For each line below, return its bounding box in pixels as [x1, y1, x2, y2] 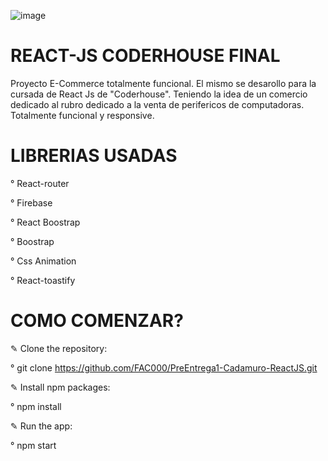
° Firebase [10, 196, 53, 209]
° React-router [10, 177, 70, 189]
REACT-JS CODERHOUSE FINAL [10, 45, 281, 67]
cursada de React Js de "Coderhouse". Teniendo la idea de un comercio [10, 88, 308, 100]
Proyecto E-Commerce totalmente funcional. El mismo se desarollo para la [10, 77, 317, 89]
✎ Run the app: [10, 420, 73, 432]
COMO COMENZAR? [10, 310, 184, 332]
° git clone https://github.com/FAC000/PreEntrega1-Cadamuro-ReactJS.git [10, 361, 318, 374]
